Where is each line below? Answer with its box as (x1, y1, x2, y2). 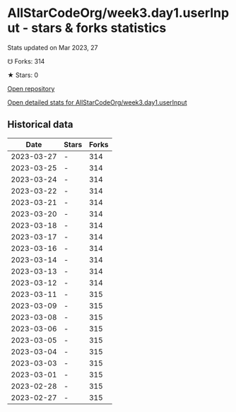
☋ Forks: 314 (7, 57, 45, 65)
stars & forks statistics (31, 20, 167, 36)
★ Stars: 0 (7, 71, 39, 79)
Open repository (7, 84, 55, 93)
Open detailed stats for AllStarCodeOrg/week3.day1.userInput (7, 98, 187, 107)
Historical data (7, 119, 73, 131)
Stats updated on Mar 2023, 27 (7, 43, 98, 52)
